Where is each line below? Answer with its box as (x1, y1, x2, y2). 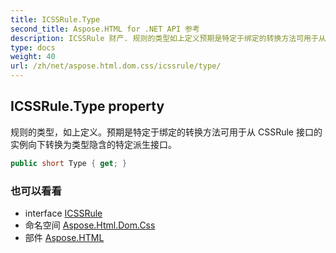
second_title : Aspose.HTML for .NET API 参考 (10, 24, 200, 34)
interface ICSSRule (24, 207, 103, 219)
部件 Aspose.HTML (24, 231, 105, 243)
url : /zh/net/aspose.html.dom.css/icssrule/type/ (10, 61, 222, 71)
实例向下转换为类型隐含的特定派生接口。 (10, 138, 177, 150)
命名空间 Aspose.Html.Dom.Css (24, 219, 156, 231)
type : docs (10, 42, 56, 53)
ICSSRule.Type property (10, 98, 165, 115)
